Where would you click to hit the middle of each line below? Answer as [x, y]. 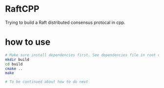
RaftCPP [22, 9]
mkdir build [17, 59]
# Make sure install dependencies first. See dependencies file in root [81, 55]
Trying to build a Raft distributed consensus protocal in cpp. [65, 22]
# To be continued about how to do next [47, 82]
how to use [28, 42]
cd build [14, 64]
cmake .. [14, 69]
